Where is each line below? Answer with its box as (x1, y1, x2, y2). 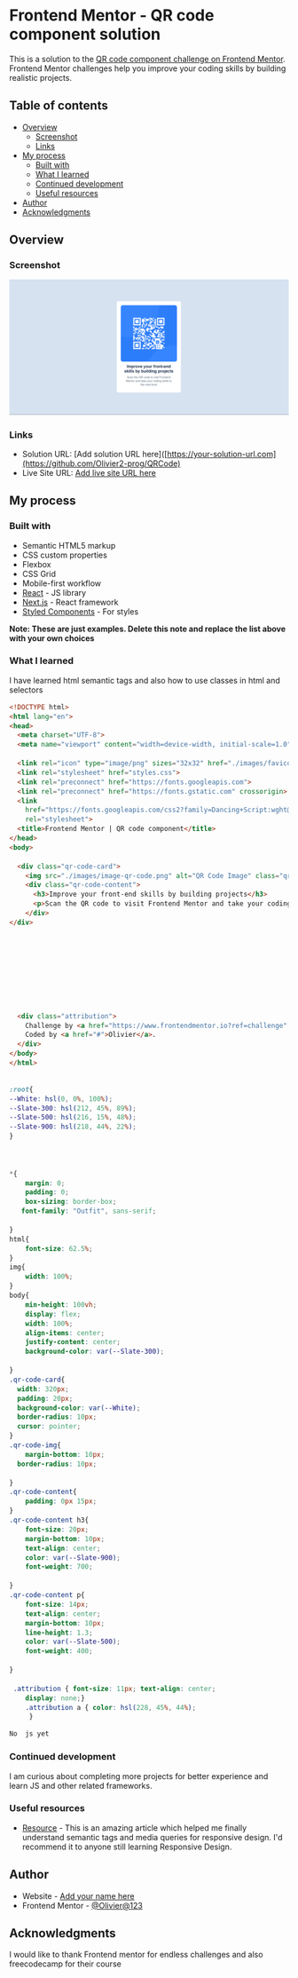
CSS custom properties (21, 550, 108, 560)
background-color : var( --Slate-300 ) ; (25, 1347, 165, 1357)
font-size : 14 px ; (25, 1600, 90, 1609)
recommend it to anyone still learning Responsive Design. (21, 1841, 232, 1852)
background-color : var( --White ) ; (17, 1404, 141, 1412)
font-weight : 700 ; (25, 1563, 93, 1571)
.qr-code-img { (9, 1441, 62, 1450)
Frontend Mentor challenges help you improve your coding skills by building (9, 63, 286, 74)
